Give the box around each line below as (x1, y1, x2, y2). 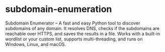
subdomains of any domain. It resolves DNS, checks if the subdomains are (5, 25, 160, 31)
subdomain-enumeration (5, 3, 112, 15)
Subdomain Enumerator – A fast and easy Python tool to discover (5, 20, 140, 26)
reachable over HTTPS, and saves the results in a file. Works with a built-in (5, 30, 160, 36)
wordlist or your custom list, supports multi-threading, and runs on (5, 36, 143, 42)
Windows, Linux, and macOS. (5, 41, 66, 47)
